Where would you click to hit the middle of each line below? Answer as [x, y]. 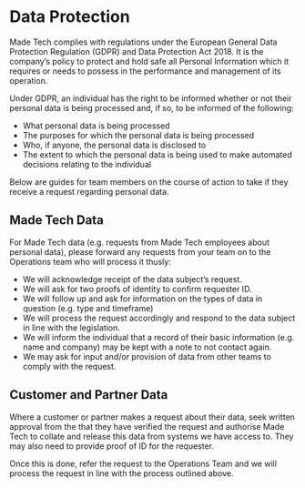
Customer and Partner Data [89, 395]
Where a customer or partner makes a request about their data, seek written [152, 417]
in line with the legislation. [71, 327]
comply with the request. [69, 366]
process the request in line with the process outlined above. [122, 473]
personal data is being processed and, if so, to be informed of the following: [152, 107]
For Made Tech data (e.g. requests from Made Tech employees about [140, 242]
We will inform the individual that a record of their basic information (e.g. [158, 337]
